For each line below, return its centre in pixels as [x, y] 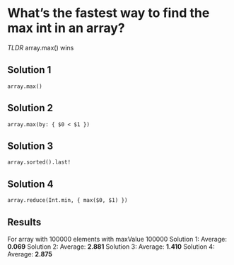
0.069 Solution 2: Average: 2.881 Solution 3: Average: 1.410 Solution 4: [111, 247]
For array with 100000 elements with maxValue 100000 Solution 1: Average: [117, 239]
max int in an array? [66, 28]
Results [24, 222]
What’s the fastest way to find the [109, 13]
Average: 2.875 [30, 254]
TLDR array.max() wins [41, 47]
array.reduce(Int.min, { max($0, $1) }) [68, 201]
